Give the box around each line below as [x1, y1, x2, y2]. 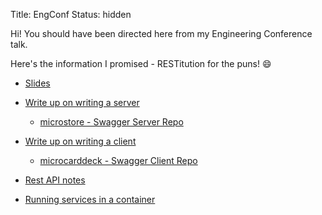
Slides [24, 77, 51, 89]
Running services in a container [24, 194, 156, 205]
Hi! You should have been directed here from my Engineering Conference [10, 28, 313, 39]
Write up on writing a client [24, 135, 137, 147]
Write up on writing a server [24, 97, 140, 108]
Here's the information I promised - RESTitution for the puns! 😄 [10, 58, 272, 69]
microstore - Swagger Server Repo [39, 116, 184, 128]
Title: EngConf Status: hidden [10, 9, 132, 20]
